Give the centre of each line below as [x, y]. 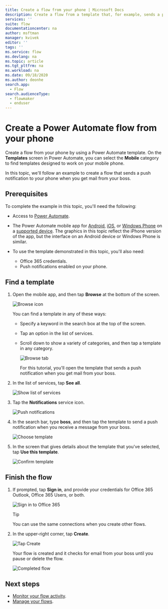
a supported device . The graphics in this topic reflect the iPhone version [87, 231]
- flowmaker [22, 98]
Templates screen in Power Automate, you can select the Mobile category [82, 158]
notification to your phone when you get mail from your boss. [68, 178]
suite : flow [17, 24]
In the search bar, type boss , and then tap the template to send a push [85, 422]
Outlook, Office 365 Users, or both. [48, 495]
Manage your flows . [33, 601]
